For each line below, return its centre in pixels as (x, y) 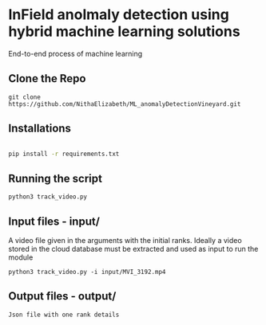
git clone (25, 97)
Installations (40, 129)
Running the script (55, 178)
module (21, 257)
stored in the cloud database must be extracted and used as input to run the (133, 249)
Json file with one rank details (64, 315)
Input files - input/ (54, 221)
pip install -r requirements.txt (64, 154)
